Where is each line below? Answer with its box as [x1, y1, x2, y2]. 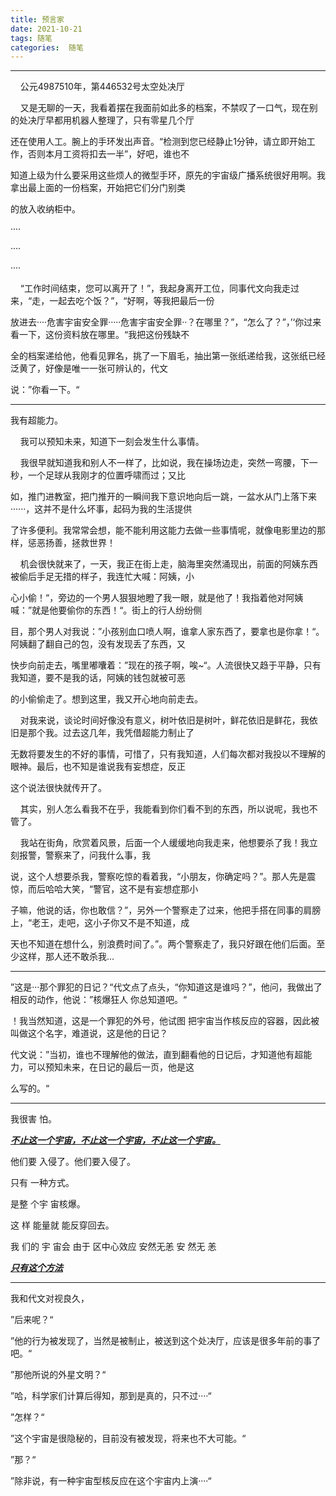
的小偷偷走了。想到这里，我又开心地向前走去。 [10, 693, 203, 705]
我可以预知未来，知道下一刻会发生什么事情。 [19, 436, 205, 448]
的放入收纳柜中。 [10, 203, 81, 215]
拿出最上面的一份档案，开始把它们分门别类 [10, 182, 186, 194]
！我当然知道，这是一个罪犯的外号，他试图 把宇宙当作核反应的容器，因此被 [10, 1015, 320, 1027]
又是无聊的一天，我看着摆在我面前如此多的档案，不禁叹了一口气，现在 [19, 102, 310, 114]
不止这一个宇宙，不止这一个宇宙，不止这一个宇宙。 [10, 1134, 221, 1146]
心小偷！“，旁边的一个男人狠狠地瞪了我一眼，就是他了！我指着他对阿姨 [10, 592, 304, 604]
